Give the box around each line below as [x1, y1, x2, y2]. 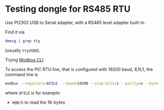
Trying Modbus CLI [5, 57, 44, 63]
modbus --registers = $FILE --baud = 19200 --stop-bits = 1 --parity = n [5, 81, 143, 86]
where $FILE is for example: [5, 89, 61, 96]
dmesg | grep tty [5, 38, 41, 44]
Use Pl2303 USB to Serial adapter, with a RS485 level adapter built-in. [5, 20, 145, 25]
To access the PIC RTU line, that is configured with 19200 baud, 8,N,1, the [5, 66, 153, 72]
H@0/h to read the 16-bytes [12, 99, 65, 105]
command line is [5, 71, 38, 77]
